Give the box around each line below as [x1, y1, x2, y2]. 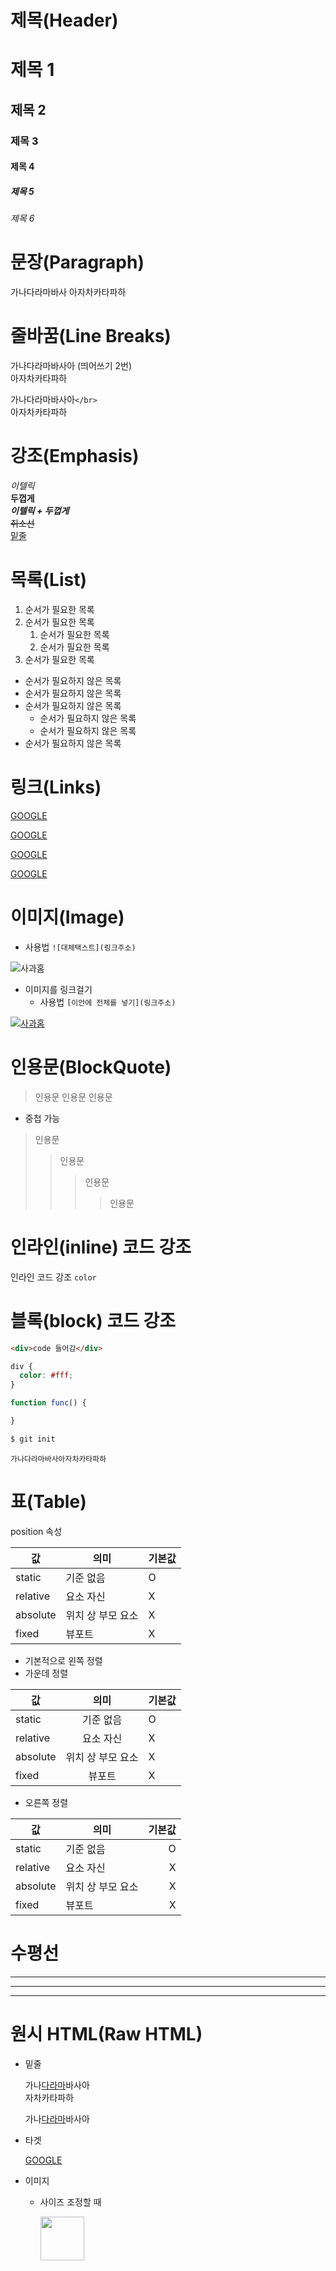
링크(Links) [10, 776, 102, 799]
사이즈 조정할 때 [39, 2196, 102, 2208]
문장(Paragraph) [10, 251, 145, 274]
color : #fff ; [19, 1371, 74, 1381]
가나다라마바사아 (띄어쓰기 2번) [10, 360, 133, 372]
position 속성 [10, 1525, 63, 1537]
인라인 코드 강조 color [10, 1271, 97, 1283]
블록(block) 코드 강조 [10, 1309, 177, 1332]
